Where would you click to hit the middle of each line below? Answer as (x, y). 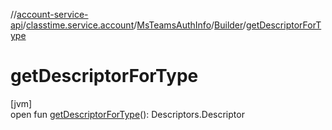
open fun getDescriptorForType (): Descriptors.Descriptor (127, 114)
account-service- (52, 14)
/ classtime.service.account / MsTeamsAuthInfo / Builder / (134, 25)
